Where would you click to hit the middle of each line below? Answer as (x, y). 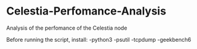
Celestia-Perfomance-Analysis (86, 11)
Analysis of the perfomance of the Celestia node (67, 28)
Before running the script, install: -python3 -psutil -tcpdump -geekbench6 (99, 39)
